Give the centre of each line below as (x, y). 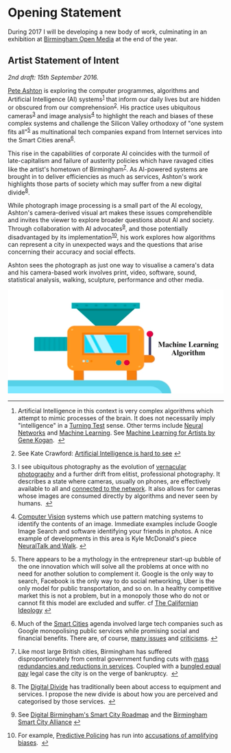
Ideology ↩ (34, 610)
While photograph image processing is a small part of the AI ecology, (105, 206)
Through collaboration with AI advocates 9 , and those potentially (98, 228)
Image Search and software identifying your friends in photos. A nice (115, 531)
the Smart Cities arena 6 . (42, 140)
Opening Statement (65, 13)
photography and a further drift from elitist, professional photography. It (119, 474)
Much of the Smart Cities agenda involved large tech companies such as (120, 623)
